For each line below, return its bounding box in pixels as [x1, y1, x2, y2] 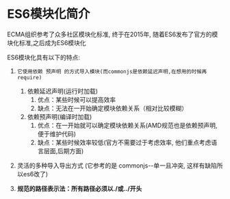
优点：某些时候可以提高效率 [37, 95, 116, 103]
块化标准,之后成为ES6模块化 [7, 38, 87, 47]
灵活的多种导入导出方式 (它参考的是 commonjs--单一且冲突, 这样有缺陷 [16, 161, 217, 170]
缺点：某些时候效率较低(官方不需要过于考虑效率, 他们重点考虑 [37, 138, 212, 146]
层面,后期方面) [43, 146, 84, 155]
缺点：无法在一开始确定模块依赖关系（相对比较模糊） [37, 104, 188, 112]
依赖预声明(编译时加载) [27, 112, 92, 120]
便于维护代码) [37, 129, 77, 137]
